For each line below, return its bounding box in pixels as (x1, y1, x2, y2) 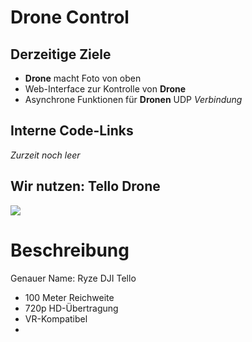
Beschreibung (10, 239, 130, 261)
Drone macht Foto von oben (24, 72, 142, 84)
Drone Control (10, 6, 130, 29)
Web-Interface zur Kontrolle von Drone (24, 83, 187, 95)
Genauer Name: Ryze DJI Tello (10, 272, 137, 284)
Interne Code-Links (10, 122, 134, 140)
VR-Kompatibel (24, 312, 88, 325)
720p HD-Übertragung (24, 302, 119, 314)
